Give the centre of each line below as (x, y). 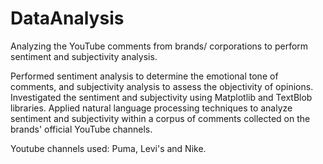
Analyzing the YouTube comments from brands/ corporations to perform (159, 46)
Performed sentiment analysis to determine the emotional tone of (144, 76)
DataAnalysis (67, 18)
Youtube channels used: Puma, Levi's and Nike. (108, 148)
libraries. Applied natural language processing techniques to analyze (151, 108)
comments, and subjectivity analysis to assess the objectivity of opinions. (162, 86)
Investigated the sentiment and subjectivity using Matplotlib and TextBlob (161, 97)
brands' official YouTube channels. (81, 129)
